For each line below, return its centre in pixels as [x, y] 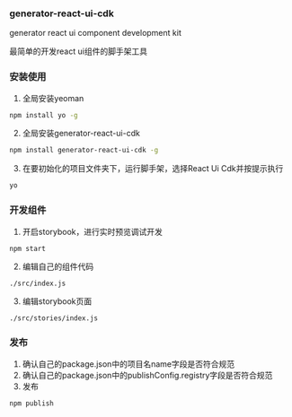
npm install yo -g [44, 115]
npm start [28, 248]
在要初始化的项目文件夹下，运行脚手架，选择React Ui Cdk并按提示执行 [153, 169]
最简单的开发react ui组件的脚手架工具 [79, 51]
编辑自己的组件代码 [58, 266]
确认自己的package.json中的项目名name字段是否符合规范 [128, 364]
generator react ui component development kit [95, 33]
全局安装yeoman [53, 98]
